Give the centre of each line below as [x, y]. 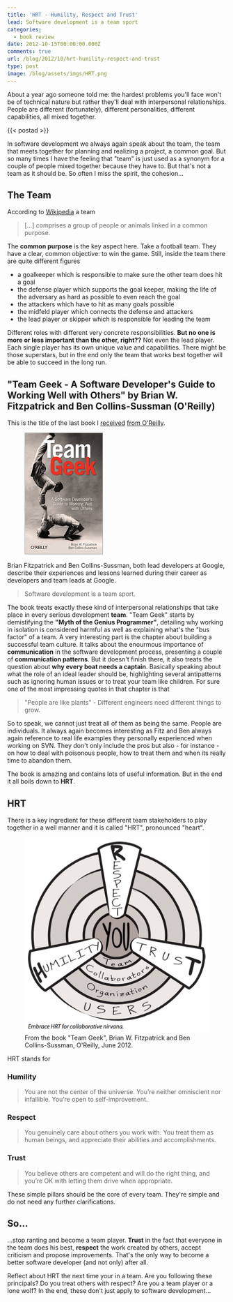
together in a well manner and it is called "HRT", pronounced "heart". [106, 828]
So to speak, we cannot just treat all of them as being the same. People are [115, 724]
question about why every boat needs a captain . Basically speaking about [114, 667]
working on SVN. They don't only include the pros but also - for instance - [113, 746]
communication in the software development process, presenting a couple [115, 652]
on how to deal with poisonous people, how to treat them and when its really [116, 753]
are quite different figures [44, 261]
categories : [24, 29]
